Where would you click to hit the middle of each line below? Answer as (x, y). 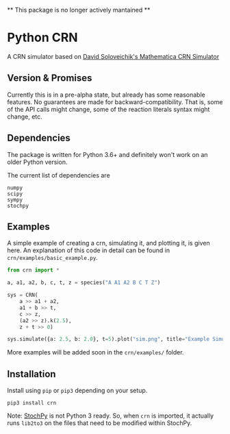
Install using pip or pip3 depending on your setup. (77, 391)
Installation (31, 374)
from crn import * (33, 270)
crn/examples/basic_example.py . (52, 258)
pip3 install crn (32, 403)
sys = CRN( (23, 295)
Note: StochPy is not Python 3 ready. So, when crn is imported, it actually (111, 416)
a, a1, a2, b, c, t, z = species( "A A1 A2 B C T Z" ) (84, 283)
